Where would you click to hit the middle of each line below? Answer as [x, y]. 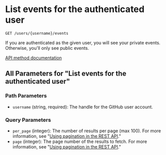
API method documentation [33, 58]
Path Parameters [26, 96]
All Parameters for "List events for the [66, 74]
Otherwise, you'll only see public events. [47, 48]
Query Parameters [28, 120]
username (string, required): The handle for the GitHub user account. [83, 107]
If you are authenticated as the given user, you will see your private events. [83, 43]
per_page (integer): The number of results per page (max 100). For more [87, 131]
